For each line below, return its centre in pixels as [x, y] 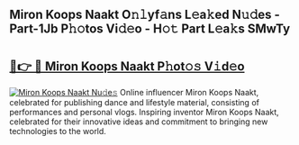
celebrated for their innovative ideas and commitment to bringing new [139, 122]
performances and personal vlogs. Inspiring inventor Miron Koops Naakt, [144, 112]
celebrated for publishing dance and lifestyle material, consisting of [134, 102]
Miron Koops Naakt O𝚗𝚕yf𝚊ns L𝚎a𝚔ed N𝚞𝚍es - [145, 15]
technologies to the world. [58, 131]
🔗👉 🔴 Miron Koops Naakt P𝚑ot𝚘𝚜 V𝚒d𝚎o [127, 66]
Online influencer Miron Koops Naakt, [190, 92]
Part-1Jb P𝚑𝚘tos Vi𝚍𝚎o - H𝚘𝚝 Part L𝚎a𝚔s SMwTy [150, 29]
